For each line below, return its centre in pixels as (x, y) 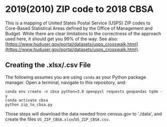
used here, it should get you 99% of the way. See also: (62, 39)
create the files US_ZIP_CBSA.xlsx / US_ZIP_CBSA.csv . (58, 119)
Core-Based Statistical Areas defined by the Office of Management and (79, 28)
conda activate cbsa (27, 100)
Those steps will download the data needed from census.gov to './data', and (83, 114)
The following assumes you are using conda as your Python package (76, 77)
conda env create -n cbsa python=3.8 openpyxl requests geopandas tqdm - (84, 91)
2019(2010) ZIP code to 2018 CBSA (79, 9)
